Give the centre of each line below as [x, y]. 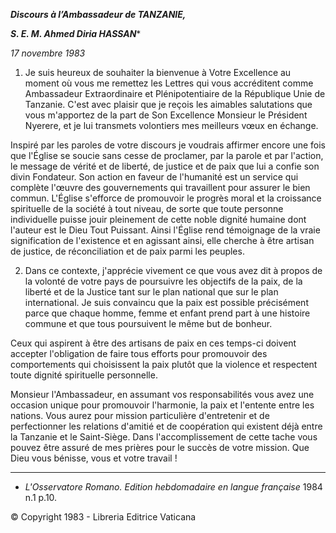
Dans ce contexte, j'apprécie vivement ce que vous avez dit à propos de [173, 270]
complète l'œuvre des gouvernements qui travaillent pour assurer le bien [160, 187]
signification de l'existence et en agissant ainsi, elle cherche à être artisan [162, 240]
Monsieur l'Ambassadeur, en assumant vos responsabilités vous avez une [162, 394]
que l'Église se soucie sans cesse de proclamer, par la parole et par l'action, [167, 155]
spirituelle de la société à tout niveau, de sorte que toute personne [147, 208]
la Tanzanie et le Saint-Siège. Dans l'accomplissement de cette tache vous [164, 437]
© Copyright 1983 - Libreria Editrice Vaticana [103, 517]
